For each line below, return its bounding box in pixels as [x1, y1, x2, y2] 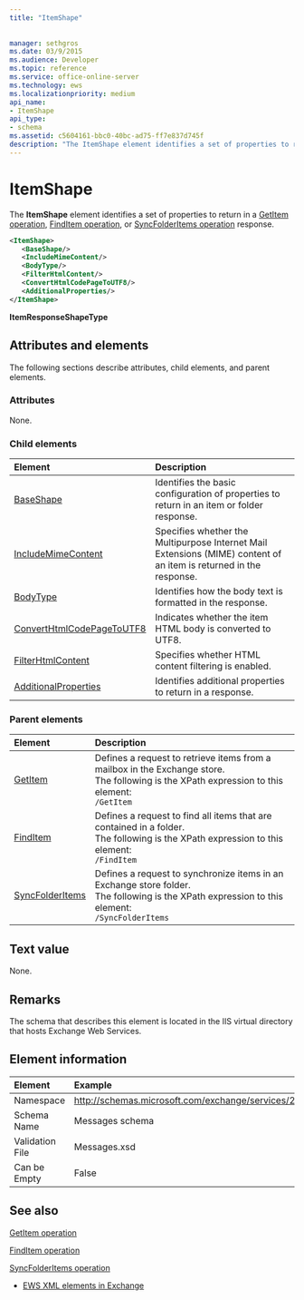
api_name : [9, 97, 47, 107]
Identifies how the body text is [155, 585, 283, 598]
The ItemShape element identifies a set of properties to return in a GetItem [9, 209, 290, 220]
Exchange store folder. [94, 879, 192, 892]
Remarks [9, 992, 62, 1007]
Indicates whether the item [155, 611, 269, 624]
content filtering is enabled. [155, 660, 271, 672]
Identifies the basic [155, 476, 237, 489]
